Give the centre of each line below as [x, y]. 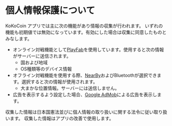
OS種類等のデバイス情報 [46, 69]
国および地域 [34, 62]
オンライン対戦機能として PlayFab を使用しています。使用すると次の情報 [88, 49]
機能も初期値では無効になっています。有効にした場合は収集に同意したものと [86, 32]
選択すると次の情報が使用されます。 [59, 82]
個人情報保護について [50, 11]
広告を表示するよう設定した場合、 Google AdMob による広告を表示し [85, 94]
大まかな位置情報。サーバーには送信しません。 [70, 88]
